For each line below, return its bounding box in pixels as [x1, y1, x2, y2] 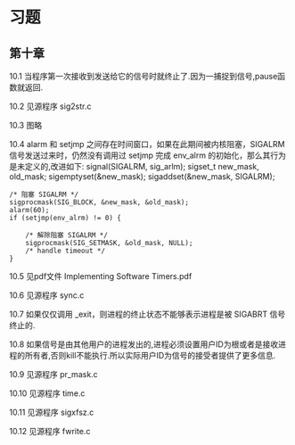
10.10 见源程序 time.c [9, 388, 86, 399]
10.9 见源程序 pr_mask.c [9, 369, 98, 379]
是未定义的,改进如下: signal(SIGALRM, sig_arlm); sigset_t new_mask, [9, 161, 260, 171]
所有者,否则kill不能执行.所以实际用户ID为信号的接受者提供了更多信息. [24, 350, 276, 360]
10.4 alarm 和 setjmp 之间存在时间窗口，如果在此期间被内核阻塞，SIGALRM [9, 139, 285, 149]
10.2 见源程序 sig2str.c [9, 101, 92, 111]
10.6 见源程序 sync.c [9, 290, 85, 301]
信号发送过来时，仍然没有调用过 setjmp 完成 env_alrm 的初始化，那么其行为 [9, 150, 287, 161]
